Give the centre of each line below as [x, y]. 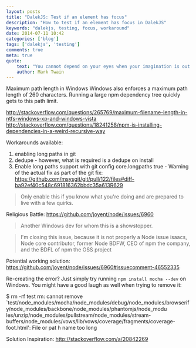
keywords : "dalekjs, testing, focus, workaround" [68, 28]
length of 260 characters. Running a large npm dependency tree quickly [93, 95]
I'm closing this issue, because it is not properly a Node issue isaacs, [104, 237]
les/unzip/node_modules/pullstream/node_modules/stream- [79, 315]
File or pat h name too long [65, 328]
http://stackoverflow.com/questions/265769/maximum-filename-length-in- [97, 112]
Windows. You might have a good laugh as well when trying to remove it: [94, 285]
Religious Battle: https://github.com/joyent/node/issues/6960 [80, 214]
